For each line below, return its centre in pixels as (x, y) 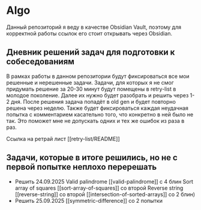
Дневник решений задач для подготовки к (91, 52)
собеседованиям (40, 61)
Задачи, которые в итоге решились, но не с (92, 157)
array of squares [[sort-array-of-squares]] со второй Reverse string (99, 188)
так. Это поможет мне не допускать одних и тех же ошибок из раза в (95, 121)
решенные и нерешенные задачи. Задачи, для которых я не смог (90, 82)
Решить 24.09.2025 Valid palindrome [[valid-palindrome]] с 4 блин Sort (104, 181)
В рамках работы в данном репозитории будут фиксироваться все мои (98, 76)
